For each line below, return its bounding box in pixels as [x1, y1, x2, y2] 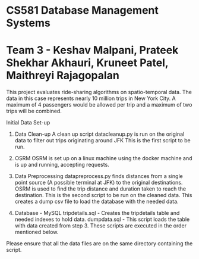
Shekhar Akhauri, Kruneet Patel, [6, 56, 169, 70]
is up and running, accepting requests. [14, 161, 110, 168]
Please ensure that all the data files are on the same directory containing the [6, 240, 193, 247]
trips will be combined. [6, 108, 62, 115]
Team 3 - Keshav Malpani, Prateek [6, 43, 179, 57]
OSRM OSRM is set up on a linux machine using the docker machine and [14, 155, 192, 162]
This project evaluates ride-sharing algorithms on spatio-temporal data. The [6, 89, 192, 96]
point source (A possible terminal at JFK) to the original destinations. [14, 179, 183, 186]
